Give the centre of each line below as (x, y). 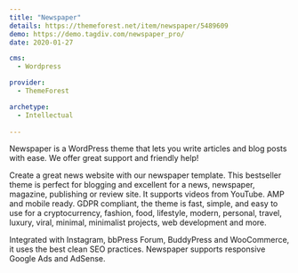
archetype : (29, 107)
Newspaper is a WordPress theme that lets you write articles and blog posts (148, 149)
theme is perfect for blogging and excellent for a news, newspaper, (132, 185)
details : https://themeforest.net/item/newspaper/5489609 (119, 26)
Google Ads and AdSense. (57, 259)
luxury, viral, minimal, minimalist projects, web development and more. (138, 222)
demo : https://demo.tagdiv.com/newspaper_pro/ (97, 34)
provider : (28, 83)
